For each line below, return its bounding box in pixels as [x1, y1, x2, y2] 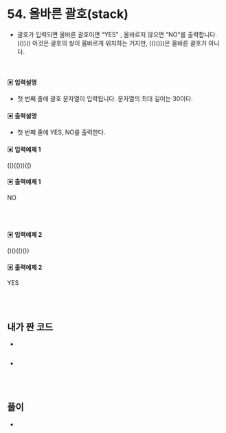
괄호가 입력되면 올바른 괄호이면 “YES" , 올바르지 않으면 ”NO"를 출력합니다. [16, 30, 218, 39]
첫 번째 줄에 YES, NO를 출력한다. [16, 128, 106, 136]
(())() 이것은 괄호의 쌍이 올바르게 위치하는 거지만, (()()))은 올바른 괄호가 [16, 39, 207, 47]
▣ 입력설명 [7, 78, 37, 86]
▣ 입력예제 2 [7, 231, 43, 239]
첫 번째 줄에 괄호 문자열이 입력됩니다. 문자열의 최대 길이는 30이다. [16, 94, 194, 103]
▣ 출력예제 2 [7, 263, 43, 271]
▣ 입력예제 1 [7, 145, 41, 154]
